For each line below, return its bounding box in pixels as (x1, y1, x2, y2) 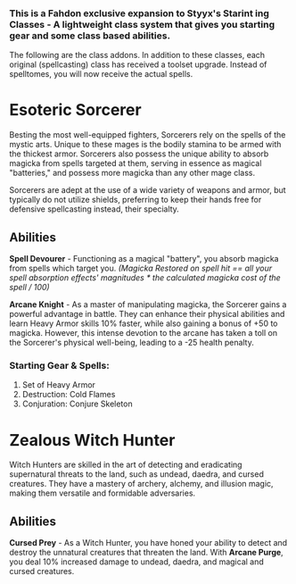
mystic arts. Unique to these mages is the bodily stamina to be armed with (9, 139, 282, 150)
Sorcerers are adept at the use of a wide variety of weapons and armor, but (9, 185, 287, 196)
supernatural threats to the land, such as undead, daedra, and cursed (9, 469, 265, 480)
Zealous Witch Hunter (9, 430, 176, 450)
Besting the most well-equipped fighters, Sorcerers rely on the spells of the (9, 129, 286, 140)
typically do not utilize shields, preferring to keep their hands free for (9, 195, 262, 205)
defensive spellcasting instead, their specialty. (9, 204, 180, 214)
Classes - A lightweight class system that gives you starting (9, 18, 275, 30)
